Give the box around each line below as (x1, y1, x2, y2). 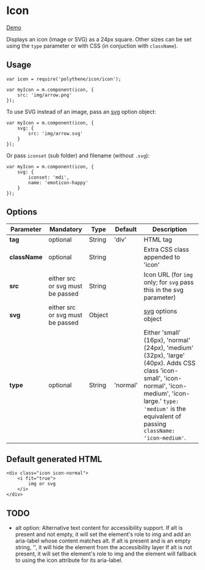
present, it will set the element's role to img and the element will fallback (15, 550, 197, 558)
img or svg (28, 481, 56, 487)
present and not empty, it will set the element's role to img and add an (15, 531, 191, 538)
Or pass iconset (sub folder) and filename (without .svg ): (6, 152, 150, 159)
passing (143, 419, 167, 428)
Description (152, 225, 187, 233)
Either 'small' (143, 328, 181, 337)
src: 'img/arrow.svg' (28, 130, 84, 137)
